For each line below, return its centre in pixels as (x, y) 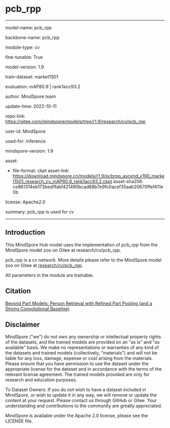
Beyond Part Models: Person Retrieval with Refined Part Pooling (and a (79, 303)
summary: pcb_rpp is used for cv (40, 211)
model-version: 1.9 (25, 67)
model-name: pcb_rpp (29, 27)
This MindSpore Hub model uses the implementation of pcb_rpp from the (81, 244)
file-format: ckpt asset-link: (41, 170)
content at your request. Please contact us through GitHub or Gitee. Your (81, 401)
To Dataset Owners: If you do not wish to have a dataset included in (76, 390)
